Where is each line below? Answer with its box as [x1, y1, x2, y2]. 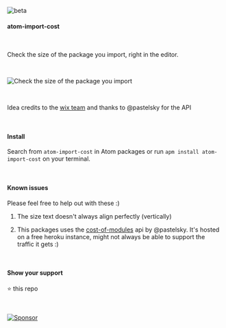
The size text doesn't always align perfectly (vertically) [16, 212, 172, 220]
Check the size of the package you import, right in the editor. [7, 51, 179, 59]
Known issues [7, 184, 49, 191]
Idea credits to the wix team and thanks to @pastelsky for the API [7, 103, 192, 112]
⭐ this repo [7, 284, 38, 292]
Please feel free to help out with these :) [7, 199, 120, 207]
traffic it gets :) [16, 240, 60, 248]
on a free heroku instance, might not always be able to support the [16, 232, 205, 241]
